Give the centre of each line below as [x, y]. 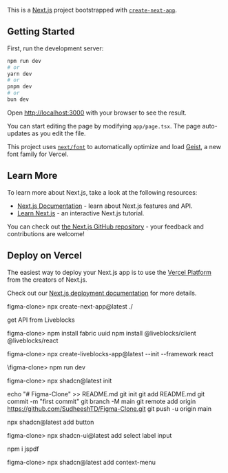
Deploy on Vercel [45, 256]
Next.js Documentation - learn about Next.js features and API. [105, 206]
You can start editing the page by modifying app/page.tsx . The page [104, 126]
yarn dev [20, 74]
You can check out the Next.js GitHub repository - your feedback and [106, 226]
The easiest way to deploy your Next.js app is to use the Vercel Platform [110, 272]
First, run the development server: [55, 48]
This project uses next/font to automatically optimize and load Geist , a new [114, 146]
